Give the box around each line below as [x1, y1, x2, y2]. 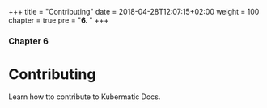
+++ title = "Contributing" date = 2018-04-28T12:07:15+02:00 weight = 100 [8, 7, 260, 16]
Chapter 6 [8, 35, 49, 47]
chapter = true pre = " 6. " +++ [8, 15, 109, 25]
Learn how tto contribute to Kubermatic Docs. [8, 92, 161, 102]
